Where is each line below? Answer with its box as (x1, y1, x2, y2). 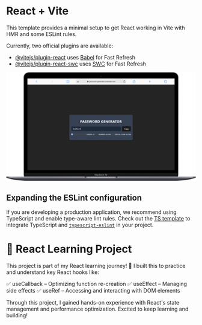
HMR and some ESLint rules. (6, 30, 77, 37)
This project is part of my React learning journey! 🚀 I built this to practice (6, 263, 186, 270)
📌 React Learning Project (6, 242, 132, 256)
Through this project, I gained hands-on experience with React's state (6, 299, 180, 306)
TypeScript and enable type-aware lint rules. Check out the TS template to (6, 215, 191, 222)
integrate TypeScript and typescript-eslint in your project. (6, 221, 154, 229)
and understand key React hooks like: (6, 269, 99, 276)
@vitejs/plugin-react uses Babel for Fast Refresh (14, 53, 136, 61)
